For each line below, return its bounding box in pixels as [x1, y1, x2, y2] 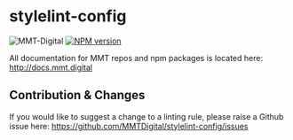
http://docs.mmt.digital [9, 62, 93, 73]
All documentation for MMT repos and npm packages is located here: [9, 52, 264, 63]
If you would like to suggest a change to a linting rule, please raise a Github [9, 111, 284, 121]
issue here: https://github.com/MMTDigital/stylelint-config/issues [9, 121, 249, 131]
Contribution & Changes [9, 88, 146, 103]
